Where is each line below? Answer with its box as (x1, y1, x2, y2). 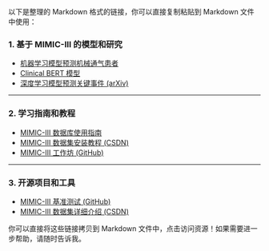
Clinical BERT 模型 (19, 69, 81, 78)
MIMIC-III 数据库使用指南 (19, 127, 102, 137)
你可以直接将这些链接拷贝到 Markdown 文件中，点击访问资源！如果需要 (8, 223, 244, 233)
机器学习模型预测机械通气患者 (19, 58, 118, 68)
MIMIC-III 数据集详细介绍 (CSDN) (19, 206, 130, 216)
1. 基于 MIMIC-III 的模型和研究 (8, 38, 122, 50)
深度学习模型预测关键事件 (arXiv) (19, 78, 129, 88)
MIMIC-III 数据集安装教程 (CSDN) (19, 137, 130, 147)
